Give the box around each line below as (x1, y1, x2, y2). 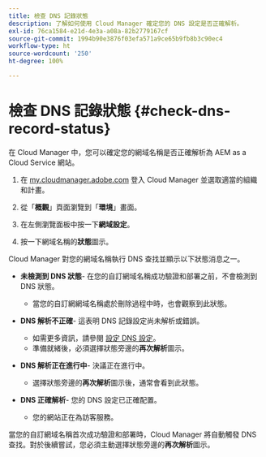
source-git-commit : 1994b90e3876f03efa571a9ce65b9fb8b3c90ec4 (8, 34, 223, 43)
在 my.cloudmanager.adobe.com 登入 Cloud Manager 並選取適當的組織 (19, 175, 258, 184)
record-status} (8, 119, 111, 138)
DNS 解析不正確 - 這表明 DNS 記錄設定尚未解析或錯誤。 (19, 316, 204, 326)
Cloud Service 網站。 (8, 157, 79, 167)
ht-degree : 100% (8, 58, 63, 66)
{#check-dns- (133, 102, 231, 120)
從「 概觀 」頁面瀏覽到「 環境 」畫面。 (19, 202, 142, 212)
